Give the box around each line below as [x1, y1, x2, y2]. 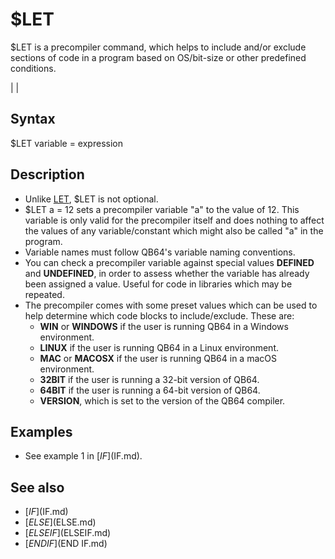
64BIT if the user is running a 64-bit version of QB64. [39, 384, 261, 396]
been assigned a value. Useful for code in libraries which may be [24, 278, 293, 290]
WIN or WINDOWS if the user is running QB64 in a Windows [39, 320, 289, 332]
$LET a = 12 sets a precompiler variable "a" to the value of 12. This [24, 203, 300, 215]
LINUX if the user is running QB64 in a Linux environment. [39, 341, 280, 353]
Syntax [10, 111, 56, 128]
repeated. [24, 288, 65, 300]
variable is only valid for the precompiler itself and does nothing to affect [24, 214, 325, 226]
